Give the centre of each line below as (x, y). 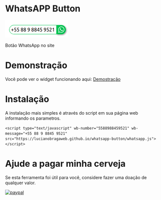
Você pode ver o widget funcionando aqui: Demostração (63, 79)
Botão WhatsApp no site (30, 45)
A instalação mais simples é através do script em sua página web (72, 113)
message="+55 (19, 133)
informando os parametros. (33, 118)
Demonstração (36, 66)
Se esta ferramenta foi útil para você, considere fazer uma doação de (76, 177)
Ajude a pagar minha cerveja (65, 164)
